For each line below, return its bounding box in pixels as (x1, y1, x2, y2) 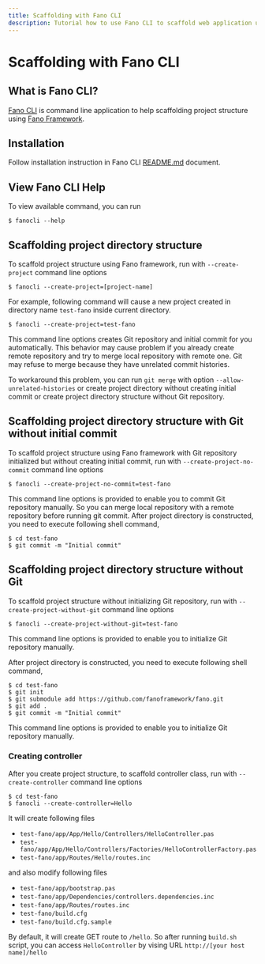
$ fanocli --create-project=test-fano (8, 320, 136, 328)
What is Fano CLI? (8, 85, 99, 98)
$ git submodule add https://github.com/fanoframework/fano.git (8, 695, 224, 703)
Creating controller (8, 750, 83, 762)
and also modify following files (8, 868, 108, 877)
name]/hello (8, 948, 47, 957)
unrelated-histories (8, 384, 77, 392)
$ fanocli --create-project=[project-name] (8, 282, 154, 291)
